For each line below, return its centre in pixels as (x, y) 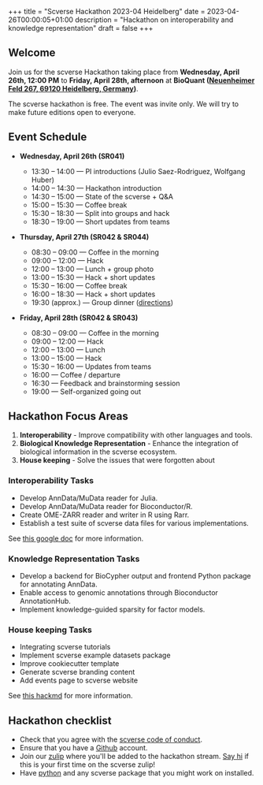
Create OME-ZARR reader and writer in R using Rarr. (104, 515)
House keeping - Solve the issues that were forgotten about (117, 460)
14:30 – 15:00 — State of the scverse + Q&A (102, 196)
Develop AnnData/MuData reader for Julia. (89, 498)
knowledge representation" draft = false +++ (81, 28)
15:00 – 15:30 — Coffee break (79, 205)
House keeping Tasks (50, 630)
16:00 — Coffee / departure (76, 374)
